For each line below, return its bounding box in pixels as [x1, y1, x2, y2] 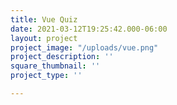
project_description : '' [10, 52, 114, 62]
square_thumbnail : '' [10, 61, 101, 71]
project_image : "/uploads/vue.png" [10, 42, 159, 53]
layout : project [10, 33, 78, 43]
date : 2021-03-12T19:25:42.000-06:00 [10, 24, 168, 34]
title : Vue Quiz [10, 14, 78, 25]
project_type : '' [10, 71, 83, 81]
